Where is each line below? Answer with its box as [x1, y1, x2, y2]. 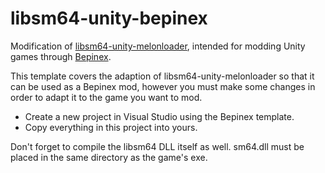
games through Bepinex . [10, 50, 112, 62]
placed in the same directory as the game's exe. [10, 151, 208, 163]
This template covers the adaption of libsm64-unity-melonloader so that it [10, 70, 315, 82]
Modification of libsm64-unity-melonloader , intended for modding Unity [10, 40, 306, 52]
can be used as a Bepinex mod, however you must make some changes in [10, 80, 316, 92]
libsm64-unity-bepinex [10, 7, 208, 30]
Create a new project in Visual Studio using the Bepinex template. [24, 110, 295, 122]
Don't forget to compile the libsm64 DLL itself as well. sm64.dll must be [10, 140, 305, 152]
